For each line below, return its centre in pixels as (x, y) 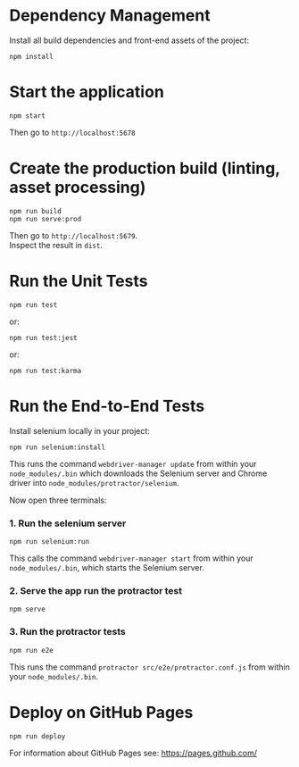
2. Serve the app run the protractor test (96, 590)
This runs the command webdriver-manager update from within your (133, 463)
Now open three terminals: (58, 500)
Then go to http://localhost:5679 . (74, 235)
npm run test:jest (43, 338)
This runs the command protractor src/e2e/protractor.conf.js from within (149, 667)
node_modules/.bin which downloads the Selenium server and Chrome (138, 473)
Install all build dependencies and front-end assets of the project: (129, 40)
